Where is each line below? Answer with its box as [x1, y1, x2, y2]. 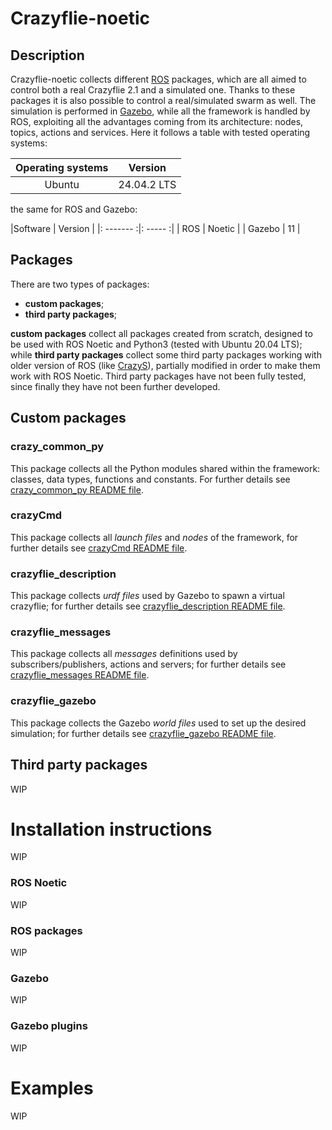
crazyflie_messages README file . [10, 669, 150, 681]
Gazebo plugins [10, 1019, 88, 1033]
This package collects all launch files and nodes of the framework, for [10, 531, 299, 543]
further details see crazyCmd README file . [10, 542, 188, 554]
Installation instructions [10, 818, 213, 841]
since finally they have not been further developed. [10, 380, 221, 392]
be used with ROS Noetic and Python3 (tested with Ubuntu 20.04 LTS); [10, 338, 303, 350]
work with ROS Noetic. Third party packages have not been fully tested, [10, 370, 307, 382]
